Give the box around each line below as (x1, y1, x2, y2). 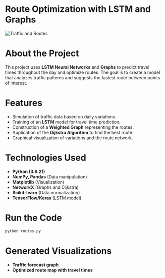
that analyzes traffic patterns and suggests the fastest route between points (5, 74, 160, 80)
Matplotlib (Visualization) (12, 179, 64, 185)
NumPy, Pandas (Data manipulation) (12, 173, 88, 179)
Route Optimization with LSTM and (5, 3, 151, 15)
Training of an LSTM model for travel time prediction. (12, 119, 121, 125)
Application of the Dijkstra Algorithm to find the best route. (12, 129, 134, 135)
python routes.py (5, 228, 41, 233)
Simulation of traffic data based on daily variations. (12, 113, 116, 119)
